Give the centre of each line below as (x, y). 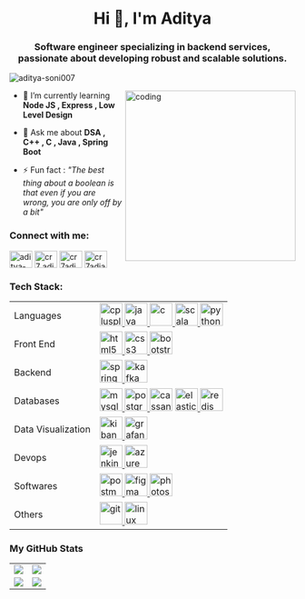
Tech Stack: (36, 286)
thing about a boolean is (69, 183)
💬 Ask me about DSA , (64, 133)
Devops (30, 458)
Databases (37, 401)
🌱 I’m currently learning (66, 95)
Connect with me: (49, 235)
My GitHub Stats (46, 549)
